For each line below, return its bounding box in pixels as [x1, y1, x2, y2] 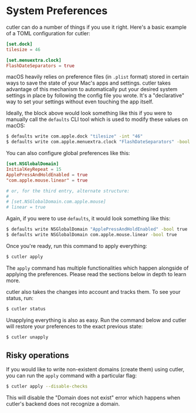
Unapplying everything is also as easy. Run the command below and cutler [6, 316, 187, 324]
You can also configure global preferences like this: [6, 150, 130, 157]
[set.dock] [6, 41, 33, 47]
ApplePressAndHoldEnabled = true [6, 172, 88, 177]
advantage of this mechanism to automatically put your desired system [6, 86, 178, 93]
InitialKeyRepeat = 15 [6, 166, 62, 173]
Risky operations [6, 350, 69, 360]
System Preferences [6, 4, 108, 18]
